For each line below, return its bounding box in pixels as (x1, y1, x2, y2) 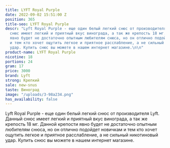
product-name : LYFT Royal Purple (5, 50, 76, 55)
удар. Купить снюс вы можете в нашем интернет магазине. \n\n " (10, 45, 144, 50)
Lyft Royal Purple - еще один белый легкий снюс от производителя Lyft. (5, 111, 160, 117)
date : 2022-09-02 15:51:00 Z (5, 12, 67, 17)
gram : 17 (5, 64, 24, 69)
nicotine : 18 (5, 54, 33, 60)
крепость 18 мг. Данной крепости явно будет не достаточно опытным (5, 121, 157, 127)
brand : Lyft (5, 73, 30, 78)
